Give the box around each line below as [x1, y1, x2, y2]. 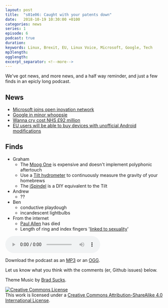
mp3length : [5, 50, 28, 55]
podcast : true [5, 36, 35, 41]
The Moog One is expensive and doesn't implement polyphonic [20, 161, 153, 167]
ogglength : [5, 54, 28, 60]
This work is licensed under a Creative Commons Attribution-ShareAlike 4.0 [5, 292, 163, 298]
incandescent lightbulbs [20, 209, 71, 215]
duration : [5, 40, 26, 46]
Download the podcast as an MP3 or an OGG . [5, 257, 100, 263]
